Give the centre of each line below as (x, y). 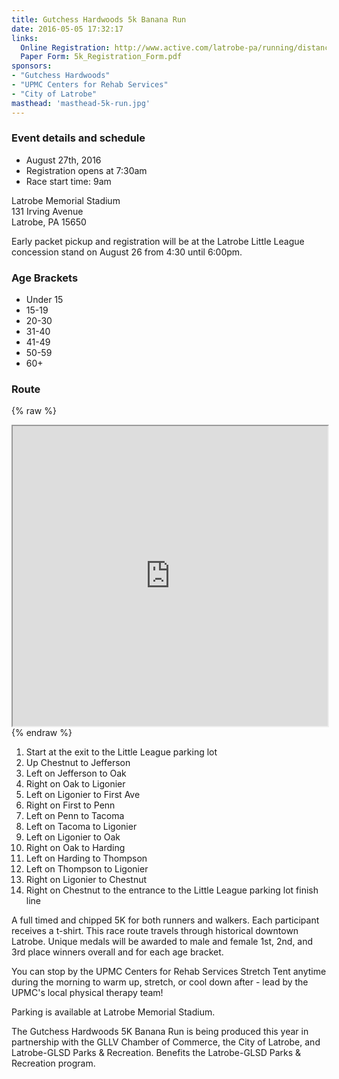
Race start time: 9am (68, 181)
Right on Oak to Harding (75, 848)
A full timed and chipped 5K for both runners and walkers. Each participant (165, 920)
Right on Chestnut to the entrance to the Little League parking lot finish (172, 890)
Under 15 (44, 300)
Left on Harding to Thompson (86, 858)
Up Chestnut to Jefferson (78, 763)
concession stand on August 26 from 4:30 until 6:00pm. (127, 252)
